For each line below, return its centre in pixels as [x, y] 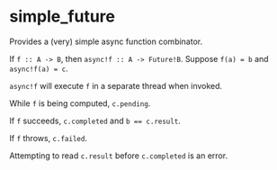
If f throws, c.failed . [49, 138]
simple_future [62, 17]
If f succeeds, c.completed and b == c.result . [95, 121]
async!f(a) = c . [39, 68]
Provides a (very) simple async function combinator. [106, 41]
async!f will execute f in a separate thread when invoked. [116, 85]
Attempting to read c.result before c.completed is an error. [118, 156]
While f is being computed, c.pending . [80, 103]
